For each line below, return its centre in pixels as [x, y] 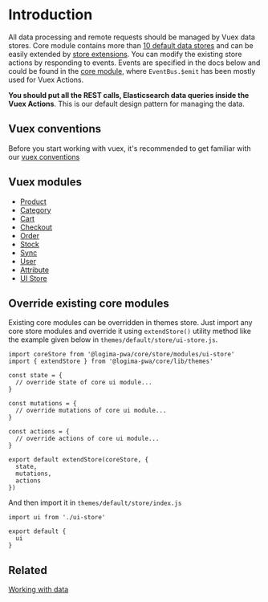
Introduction [51, 15]
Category [35, 209]
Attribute [35, 270]
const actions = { [39, 432]
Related [28, 570]
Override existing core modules [89, 303]
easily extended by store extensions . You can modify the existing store [125, 54]
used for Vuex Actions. [46, 79]
